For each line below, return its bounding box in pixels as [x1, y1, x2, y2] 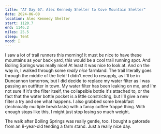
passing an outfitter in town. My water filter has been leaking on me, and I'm [5, 83, 157, 89]
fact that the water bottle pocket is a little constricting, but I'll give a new [5, 93, 149, 99]
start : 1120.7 [5, 20, 34, 26]
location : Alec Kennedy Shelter [5, 16, 70, 21]
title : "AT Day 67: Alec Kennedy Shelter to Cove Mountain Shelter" [5, 7, 146, 12]
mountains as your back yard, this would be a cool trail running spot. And [5, 57, 151, 63]
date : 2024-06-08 [5, 12, 40, 17]
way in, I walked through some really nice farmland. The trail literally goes [5, 67, 152, 73]
